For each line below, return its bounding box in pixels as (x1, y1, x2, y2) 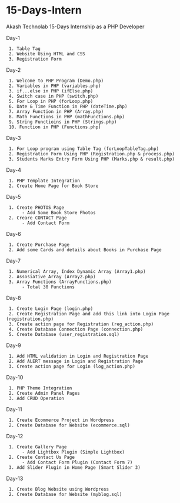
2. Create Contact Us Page (8, 454, 75, 460)
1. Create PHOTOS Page (8, 204, 65, 211)
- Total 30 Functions (21, 284, 75, 290)
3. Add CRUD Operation (8, 395, 65, 401)
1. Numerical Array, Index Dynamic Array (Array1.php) (8, 268, 146, 274)
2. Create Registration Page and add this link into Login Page (8, 311, 169, 317)
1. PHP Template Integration (8, 178, 81, 184)
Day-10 (6, 374, 24, 381)
